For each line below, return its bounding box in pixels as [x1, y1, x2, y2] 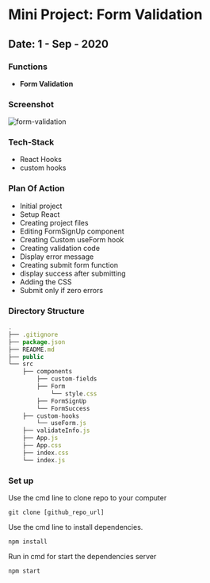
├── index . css [22, 449, 69, 457]
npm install [8, 538, 48, 546]
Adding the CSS [19, 276, 72, 287]
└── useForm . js [36, 419, 87, 427]
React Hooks [19, 155, 62, 164]
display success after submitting [19, 268, 126, 278]
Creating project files [19, 218, 89, 227]
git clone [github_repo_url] [8, 508, 105, 516]
